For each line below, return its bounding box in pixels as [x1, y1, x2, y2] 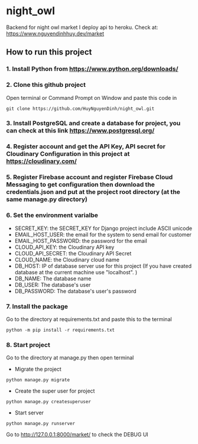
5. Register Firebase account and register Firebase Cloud [6, 173, 173, 182]
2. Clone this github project [6, 81, 86, 89]
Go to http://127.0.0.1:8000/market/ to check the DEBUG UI [6, 431, 149, 438]
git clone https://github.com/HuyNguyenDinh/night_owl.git [6, 105, 155, 112]
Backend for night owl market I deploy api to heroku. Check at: [6, 24, 158, 31]
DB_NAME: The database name [14, 275, 92, 282]
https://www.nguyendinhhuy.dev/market [6, 30, 105, 37]
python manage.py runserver [6, 421, 76, 427]
